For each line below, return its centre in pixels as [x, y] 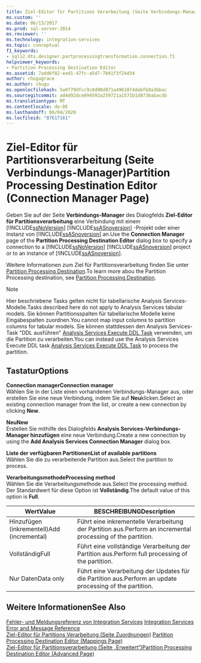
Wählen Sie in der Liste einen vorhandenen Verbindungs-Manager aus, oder [100, 391]
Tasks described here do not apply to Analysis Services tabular [105, 307]
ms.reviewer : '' [26, 34]
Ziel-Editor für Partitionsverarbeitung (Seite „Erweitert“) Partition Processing [99, 647]
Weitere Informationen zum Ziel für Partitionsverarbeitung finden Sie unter [98, 265]
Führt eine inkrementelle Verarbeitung [130, 521]
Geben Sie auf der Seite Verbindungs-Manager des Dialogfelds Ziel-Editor [100, 215]
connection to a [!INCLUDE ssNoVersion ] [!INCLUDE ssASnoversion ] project [98, 247]
